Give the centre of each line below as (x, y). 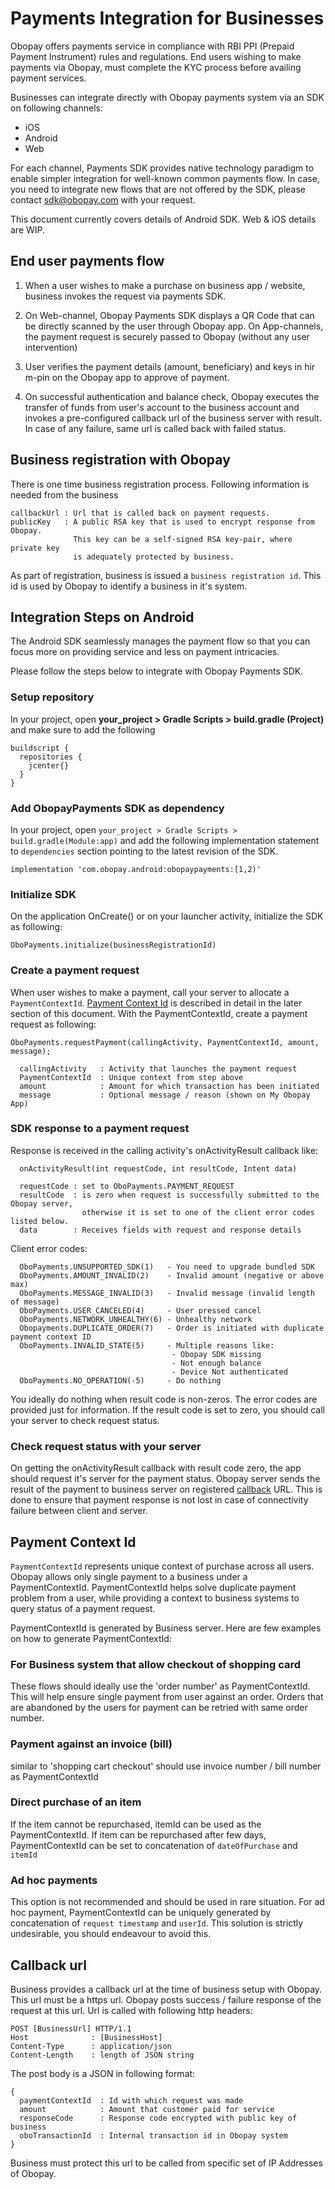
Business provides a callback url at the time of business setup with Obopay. (166, 1989)
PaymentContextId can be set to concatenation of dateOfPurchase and (154, 1845)
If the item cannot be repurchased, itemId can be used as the (136, 1824)
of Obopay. (33, 2173)
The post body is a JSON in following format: (103, 2073)
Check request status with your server (106, 1446)
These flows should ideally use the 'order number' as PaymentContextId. (160, 1686)
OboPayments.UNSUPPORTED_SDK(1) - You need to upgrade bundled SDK (167, 1267)
